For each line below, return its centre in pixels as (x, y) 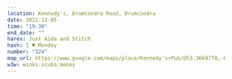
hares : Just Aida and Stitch (49, 39)
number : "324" (28, 52)
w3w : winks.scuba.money (41, 65)
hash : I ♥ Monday (32, 45)
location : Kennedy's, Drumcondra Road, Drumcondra (81, 13)
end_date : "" (26, 33)
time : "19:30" (28, 26)
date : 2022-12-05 (32, 20)
